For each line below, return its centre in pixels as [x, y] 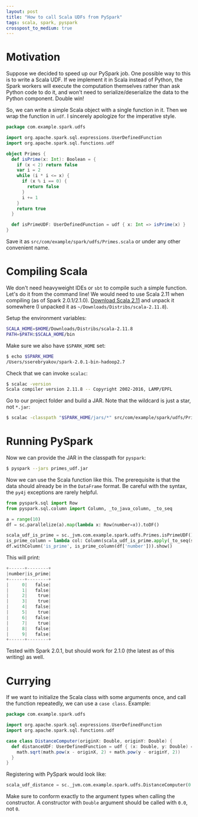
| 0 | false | [29, 585]
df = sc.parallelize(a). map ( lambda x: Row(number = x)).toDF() [83, 525]
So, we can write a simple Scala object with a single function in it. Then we [97, 110]
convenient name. [28, 248]
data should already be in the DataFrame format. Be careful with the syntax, [97, 486]
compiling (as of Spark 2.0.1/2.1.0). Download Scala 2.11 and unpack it [90, 300]
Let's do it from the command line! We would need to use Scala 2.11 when [95, 294]
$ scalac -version [29, 384]
